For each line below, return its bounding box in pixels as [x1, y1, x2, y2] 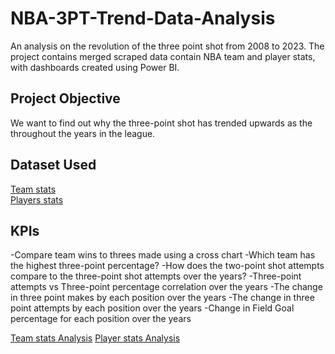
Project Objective [10, 90, 121, 107]
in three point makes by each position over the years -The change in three [10, 292, 315, 304]
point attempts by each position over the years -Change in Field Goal [10, 302, 295, 314]
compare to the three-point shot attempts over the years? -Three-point [10, 270, 302, 282]
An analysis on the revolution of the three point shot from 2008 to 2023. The [10, 40, 325, 52]
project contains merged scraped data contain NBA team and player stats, [10, 50, 316, 62]
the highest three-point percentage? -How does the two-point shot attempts [10, 260, 325, 272]
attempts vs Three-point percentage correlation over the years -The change [10, 281, 323, 293]
